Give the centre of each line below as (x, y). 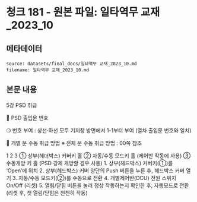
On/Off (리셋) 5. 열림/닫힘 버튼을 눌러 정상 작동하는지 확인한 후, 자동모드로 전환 (98, 185)
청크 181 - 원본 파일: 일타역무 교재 (83, 12)
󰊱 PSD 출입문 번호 (27, 118)
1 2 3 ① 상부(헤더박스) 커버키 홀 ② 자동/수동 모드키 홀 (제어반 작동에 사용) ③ (99, 156)
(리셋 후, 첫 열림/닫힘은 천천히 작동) (47, 192)
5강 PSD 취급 (22, 105)
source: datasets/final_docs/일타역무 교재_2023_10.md (72, 64)
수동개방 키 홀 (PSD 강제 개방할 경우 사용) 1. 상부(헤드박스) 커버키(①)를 (90, 163)
